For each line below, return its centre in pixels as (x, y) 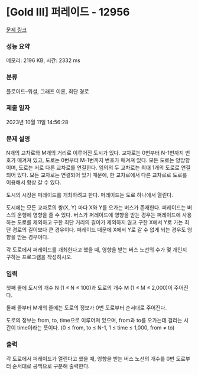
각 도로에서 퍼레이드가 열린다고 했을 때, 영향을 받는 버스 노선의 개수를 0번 (90, 358)
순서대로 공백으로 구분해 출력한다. (51, 366)
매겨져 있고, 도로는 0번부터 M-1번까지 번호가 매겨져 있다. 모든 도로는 (95, 160)
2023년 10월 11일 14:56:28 (37, 122)
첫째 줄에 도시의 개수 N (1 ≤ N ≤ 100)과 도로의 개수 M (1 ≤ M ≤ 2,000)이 (90, 288)
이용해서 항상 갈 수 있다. (34, 182)
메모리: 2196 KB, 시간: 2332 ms (43, 60)
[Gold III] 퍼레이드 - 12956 (68, 12)
